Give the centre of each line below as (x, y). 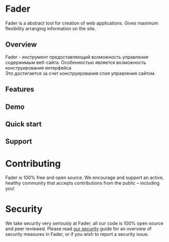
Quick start (24, 124)
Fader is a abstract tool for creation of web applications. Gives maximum (82, 23)
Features (20, 89)
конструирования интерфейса (38, 68)
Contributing (33, 163)
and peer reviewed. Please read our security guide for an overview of (79, 229)
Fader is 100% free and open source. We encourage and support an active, (84, 178)
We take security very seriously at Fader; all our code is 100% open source (84, 224)
